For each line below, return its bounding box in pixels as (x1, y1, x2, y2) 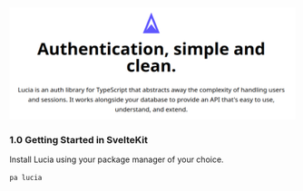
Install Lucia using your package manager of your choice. (9, 154, 224, 165)
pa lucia (9, 173, 43, 182)
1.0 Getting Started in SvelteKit (9, 133, 148, 146)
